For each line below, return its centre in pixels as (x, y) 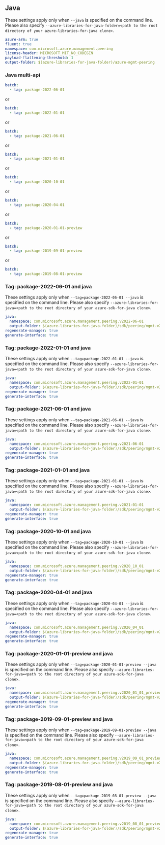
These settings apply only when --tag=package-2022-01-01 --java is (74, 359)
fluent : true (18, 44)
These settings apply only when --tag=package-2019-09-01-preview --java (81, 730)
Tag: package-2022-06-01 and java (49, 287)
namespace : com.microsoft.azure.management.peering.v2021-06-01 (77, 444)
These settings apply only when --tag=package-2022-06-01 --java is (74, 297)
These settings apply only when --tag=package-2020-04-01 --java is (74, 603)
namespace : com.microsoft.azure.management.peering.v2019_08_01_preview (85, 824)
